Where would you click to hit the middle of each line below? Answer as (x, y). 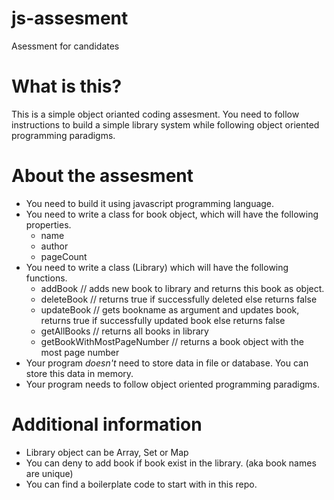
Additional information (107, 424)
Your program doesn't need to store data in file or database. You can (167, 363)
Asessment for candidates (65, 46)
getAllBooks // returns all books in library (124, 331)
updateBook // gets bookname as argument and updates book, (170, 309)
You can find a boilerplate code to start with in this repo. (141, 484)
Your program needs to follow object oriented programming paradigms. (172, 384)
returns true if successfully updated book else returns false (163, 320)
